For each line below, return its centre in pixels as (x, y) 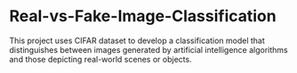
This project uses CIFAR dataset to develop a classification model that (137, 40)
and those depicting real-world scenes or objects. (101, 59)
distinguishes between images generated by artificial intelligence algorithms (148, 49)
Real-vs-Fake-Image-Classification (143, 16)
